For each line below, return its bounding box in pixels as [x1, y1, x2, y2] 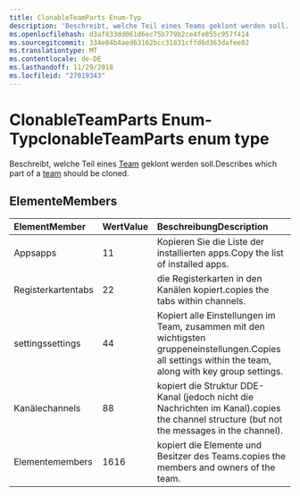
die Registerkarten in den [156, 272, 262, 284]
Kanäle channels [13, 401, 81, 414]
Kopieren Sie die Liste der [156, 235, 265, 248]
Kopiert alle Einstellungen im [156, 309, 276, 322]
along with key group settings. [156, 365, 284, 377]
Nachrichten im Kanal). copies [156, 401, 281, 414]
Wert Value [102, 220, 149, 232]
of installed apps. [156, 257, 229, 270]
